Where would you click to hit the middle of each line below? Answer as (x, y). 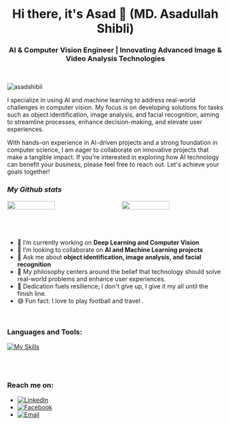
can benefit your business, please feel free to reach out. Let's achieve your (113, 165)
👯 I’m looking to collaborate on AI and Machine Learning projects (110, 249)
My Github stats (34, 189)
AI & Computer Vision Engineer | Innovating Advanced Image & (115, 50)
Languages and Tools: (45, 332)
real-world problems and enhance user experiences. (91, 279)
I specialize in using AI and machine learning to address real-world (101, 100)
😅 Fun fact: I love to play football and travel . (80, 301)
